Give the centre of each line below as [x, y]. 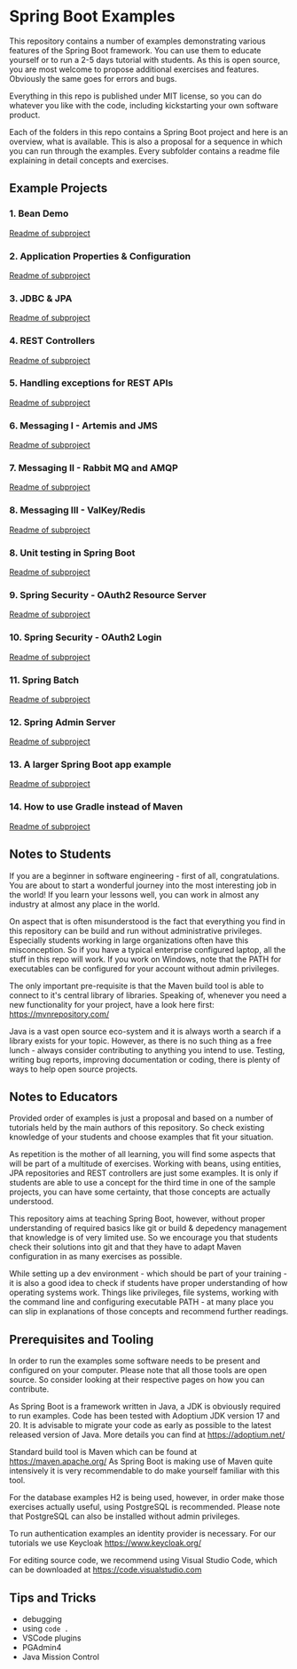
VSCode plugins [51, 1638]
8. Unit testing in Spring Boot [72, 553]
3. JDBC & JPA [41, 298]
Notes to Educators [63, 1096]
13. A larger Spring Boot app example [90, 764]
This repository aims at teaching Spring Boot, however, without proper [137, 1218]
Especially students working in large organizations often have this [129, 940]
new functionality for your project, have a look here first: [112, 1004]
